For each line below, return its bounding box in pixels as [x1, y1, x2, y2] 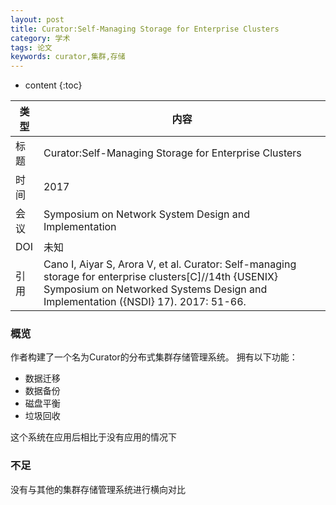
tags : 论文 [10, 42, 53, 53]
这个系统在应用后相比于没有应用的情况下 [10, 431, 177, 443]
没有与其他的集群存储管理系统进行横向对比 [10, 483, 186, 495]
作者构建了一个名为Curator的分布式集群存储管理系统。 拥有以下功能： [10, 351, 298, 363]
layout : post [10, 14, 65, 25]
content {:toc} [24, 79, 83, 91]
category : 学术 [10, 33, 71, 43]
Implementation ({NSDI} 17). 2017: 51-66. [43, 295, 247, 309]
